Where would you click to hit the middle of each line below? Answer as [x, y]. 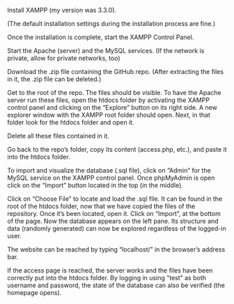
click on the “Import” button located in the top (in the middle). [95, 185]
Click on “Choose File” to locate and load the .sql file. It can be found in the [115, 199]
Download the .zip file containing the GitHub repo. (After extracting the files [116, 72]
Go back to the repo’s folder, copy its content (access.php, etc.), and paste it [117, 149]
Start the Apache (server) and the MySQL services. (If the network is [106, 51]
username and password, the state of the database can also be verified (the [116, 285]
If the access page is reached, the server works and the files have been [110, 270]
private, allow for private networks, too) [64, 58]
